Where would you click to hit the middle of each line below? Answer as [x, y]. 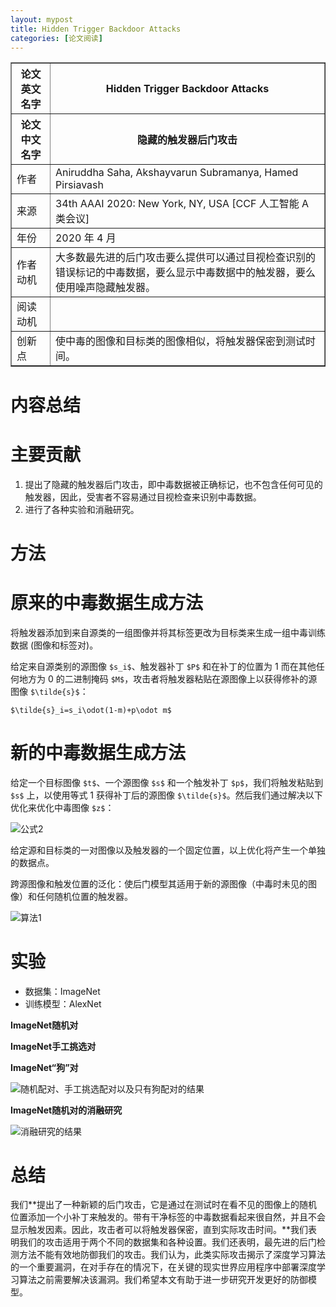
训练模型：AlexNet [63, 1003]
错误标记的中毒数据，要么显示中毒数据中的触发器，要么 [185, 273]
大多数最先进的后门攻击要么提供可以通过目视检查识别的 [185, 258]
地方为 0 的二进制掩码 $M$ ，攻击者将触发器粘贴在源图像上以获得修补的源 [168, 678]
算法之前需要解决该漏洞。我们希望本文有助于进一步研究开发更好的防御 [163, 1280]
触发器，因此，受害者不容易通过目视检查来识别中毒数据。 [143, 497]
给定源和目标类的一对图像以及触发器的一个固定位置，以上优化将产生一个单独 [168, 850]
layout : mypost [42, 19]
